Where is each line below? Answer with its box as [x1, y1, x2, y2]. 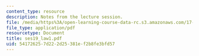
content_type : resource [6, 8, 65, 15]
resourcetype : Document [6, 30, 65, 36]
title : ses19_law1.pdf [6, 36, 62, 41]
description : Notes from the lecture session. [6, 14, 123, 20]
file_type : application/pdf [6, 24, 76, 31]
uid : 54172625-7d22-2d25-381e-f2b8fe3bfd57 [6, 41, 115, 47]
